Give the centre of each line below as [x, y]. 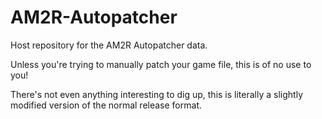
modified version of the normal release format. [106, 105]
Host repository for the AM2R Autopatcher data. [109, 45]
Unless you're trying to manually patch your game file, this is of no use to [161, 64]
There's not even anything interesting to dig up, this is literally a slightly [156, 94]
